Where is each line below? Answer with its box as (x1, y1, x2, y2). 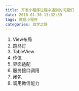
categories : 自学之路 (5, 21, 48, 27)
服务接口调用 (12, 67, 39, 74)
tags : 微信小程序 (5, 17, 38, 22)
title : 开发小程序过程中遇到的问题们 (5, 7, 74, 13)
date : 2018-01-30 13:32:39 (5, 12, 62, 17)
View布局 (12, 36, 32, 42)
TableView (12, 49, 34, 55)
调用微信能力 (12, 80, 39, 86)
